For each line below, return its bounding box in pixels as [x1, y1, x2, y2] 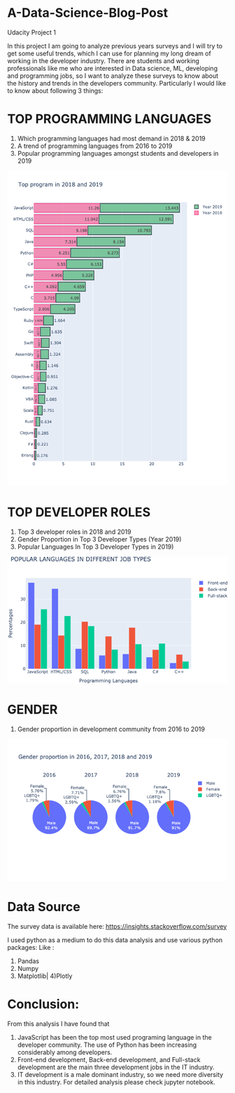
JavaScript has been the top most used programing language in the [17, 1033, 212, 1041]
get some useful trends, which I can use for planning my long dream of [7, 49, 211, 58]
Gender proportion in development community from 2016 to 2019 [17, 725, 205, 733]
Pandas [17, 956, 40, 965]
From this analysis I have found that [7, 1019, 110, 1028]
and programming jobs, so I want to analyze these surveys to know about [7, 72, 219, 80]
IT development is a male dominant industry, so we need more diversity [17, 1070, 224, 1078]
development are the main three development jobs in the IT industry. [17, 1063, 215, 1071]
